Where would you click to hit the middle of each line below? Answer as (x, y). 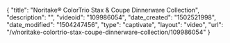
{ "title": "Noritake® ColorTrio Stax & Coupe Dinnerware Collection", (103, 10)
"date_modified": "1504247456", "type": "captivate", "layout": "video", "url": (115, 25)
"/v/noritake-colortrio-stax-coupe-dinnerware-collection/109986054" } (108, 32)
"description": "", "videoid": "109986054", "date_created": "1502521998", (111, 17)
